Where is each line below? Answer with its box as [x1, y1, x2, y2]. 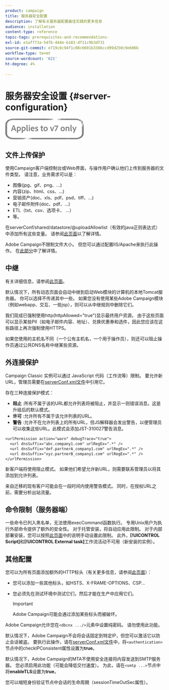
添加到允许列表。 [5, 472, 41, 478]
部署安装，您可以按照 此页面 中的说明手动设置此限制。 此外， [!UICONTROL [5, 533, 160, 539]
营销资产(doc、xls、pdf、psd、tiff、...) [12, 195, 94, 200]
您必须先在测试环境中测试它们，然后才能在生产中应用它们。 [12, 591, 137, 597]
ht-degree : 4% [5, 61, 35, 67]
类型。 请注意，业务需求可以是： [9, 172, 77, 177]
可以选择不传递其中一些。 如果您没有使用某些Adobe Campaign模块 [24, 295, 163, 301]
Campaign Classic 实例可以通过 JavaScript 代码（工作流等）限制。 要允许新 [5, 373, 163, 379]
